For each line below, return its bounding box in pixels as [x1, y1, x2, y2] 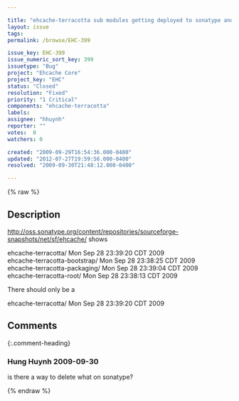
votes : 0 [7, 129, 37, 136]
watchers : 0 [7, 136, 43, 143]
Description [7, 208, 60, 220]
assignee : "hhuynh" [7, 116, 65, 123]
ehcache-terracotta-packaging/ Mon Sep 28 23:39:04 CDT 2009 [7, 263, 198, 272]
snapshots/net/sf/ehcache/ [7, 235, 87, 243]
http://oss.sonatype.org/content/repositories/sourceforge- [7, 227, 179, 235]
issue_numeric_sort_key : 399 [7, 56, 94, 64]
